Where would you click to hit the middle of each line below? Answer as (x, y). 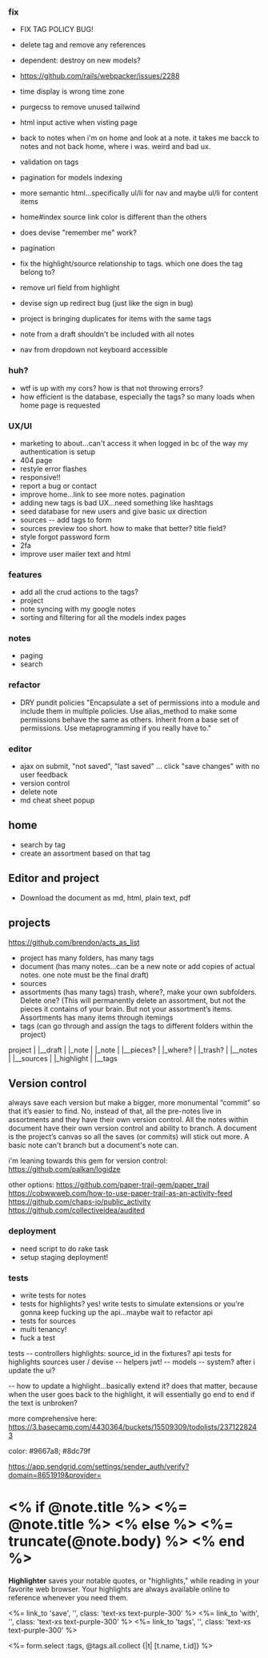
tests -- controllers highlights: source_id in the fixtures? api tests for (120, 1353)
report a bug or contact (58, 485)
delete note (38, 792)
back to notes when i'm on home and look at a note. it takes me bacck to (140, 138)
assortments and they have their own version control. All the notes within (128, 1120)
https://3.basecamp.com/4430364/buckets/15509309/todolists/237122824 (133, 1427)
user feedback (44, 775)
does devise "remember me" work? (78, 233)
